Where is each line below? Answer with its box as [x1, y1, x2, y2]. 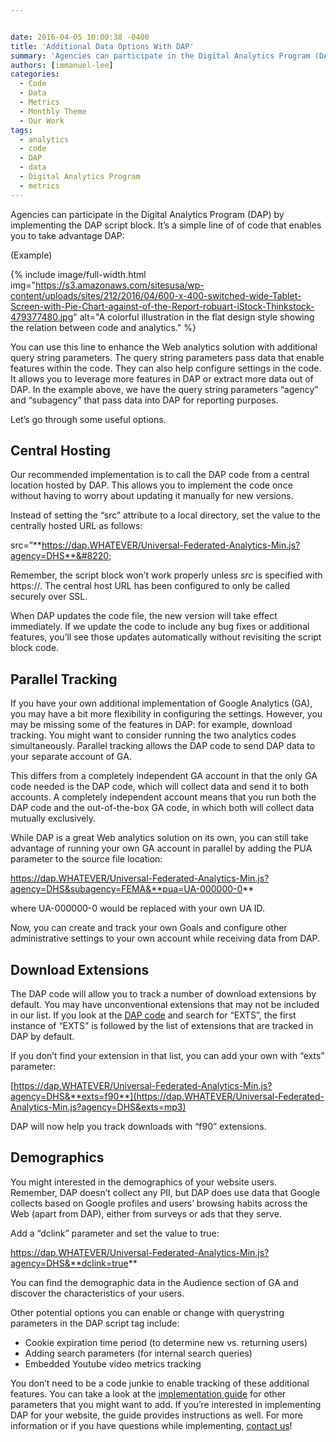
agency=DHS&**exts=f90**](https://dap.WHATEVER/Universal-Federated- [10, 1091, 325, 1103]
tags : [10, 125, 33, 135]
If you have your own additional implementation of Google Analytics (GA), [10, 697, 313, 710]
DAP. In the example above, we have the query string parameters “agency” [10, 383, 319, 395]
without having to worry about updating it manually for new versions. [10, 490, 294, 502]
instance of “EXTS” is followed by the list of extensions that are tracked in [10, 1020, 314, 1032]
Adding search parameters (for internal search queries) [24, 1347, 253, 1359]
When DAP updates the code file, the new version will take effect [10, 610, 278, 622]
